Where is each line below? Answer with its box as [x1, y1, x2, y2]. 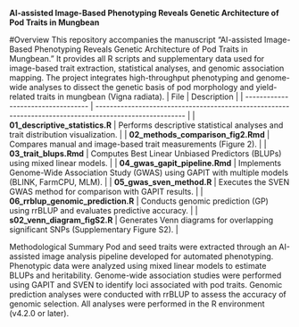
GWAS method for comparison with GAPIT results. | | [9, 187, 203, 197]
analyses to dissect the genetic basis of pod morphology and [29, 82, 254, 92]
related [9, 91, 36, 102]
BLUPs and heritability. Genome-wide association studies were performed [9, 270, 282, 281]
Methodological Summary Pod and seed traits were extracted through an [9, 241, 278, 252]
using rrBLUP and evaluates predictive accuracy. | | [9, 205, 198, 215]
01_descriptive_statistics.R [9, 120, 112, 130]
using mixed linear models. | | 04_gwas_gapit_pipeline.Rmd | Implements [9, 158, 282, 168]
